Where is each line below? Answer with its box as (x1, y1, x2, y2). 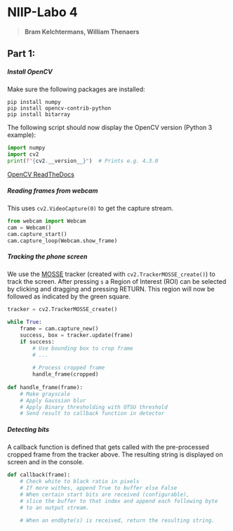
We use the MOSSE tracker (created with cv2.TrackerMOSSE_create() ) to (7, 270, 215, 278)
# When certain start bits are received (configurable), (20, 491, 190, 498)
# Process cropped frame (32, 365, 105, 372)
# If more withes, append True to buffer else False (20, 485, 178, 492)
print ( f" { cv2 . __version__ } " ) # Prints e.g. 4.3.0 (7, 157, 159, 165)
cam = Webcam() (7, 224, 52, 231)
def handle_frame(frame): (7, 383, 83, 391)
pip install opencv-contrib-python (7, 105, 112, 112)
